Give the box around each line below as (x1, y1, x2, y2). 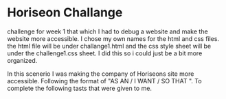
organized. (7, 56, 38, 64)
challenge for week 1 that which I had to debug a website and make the (7, 27, 208, 36)
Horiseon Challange (7, 5, 123, 20)
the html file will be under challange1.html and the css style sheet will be (7, 42, 212, 50)
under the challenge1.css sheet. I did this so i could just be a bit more (7, 49, 203, 57)
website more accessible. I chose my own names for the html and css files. (7, 34, 220, 42)
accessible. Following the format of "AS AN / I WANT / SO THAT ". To (7, 76, 202, 85)
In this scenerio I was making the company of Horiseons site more (7, 70, 194, 78)
